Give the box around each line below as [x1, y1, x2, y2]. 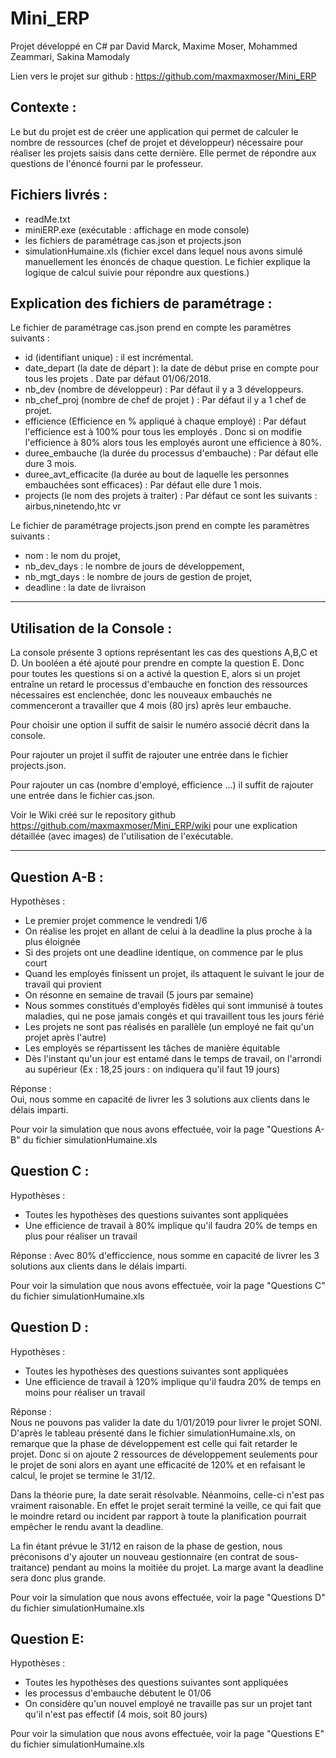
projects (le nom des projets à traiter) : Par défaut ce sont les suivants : [24, 490, 318, 502]
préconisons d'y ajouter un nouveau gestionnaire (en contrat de [10, 1550, 273, 1562]
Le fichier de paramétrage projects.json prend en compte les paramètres [10, 520, 310, 532]
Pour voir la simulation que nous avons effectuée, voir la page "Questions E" [10, 1728, 325, 1740]
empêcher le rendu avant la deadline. [10, 1520, 164, 1532]
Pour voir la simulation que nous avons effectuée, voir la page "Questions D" [10, 1591, 326, 1603]
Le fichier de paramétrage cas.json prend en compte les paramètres [10, 322, 292, 334]
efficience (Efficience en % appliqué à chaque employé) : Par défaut [24, 415, 307, 427]
